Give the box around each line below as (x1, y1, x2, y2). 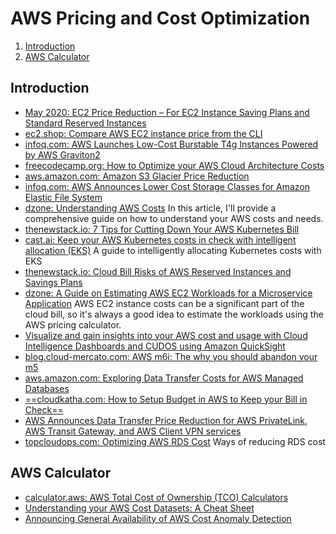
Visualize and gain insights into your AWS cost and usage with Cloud (24, 329, 308, 341)
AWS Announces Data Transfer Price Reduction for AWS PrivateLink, (24, 414, 308, 426)
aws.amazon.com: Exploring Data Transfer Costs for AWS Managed (24, 372, 304, 384)
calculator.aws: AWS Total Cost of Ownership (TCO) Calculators (24, 491, 289, 503)
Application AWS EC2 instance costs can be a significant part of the (24, 297, 305, 309)
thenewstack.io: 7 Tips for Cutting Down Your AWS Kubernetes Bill (24, 223, 300, 235)
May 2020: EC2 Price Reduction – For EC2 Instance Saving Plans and (24, 106, 310, 118)
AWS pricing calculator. (24, 318, 122, 331)
